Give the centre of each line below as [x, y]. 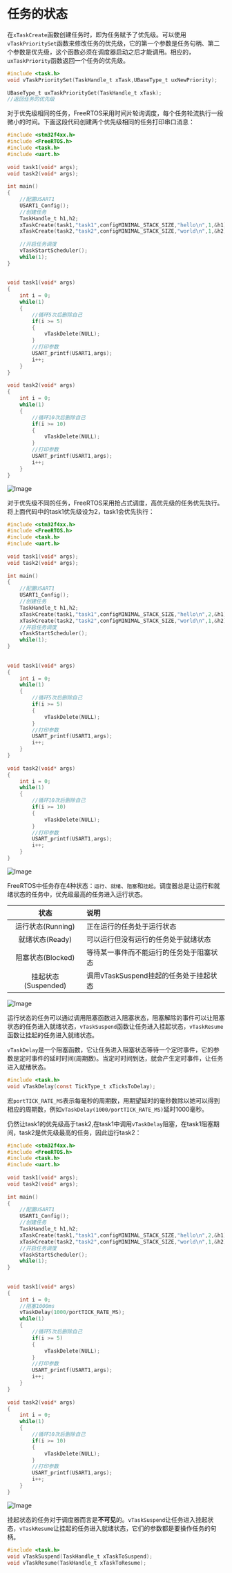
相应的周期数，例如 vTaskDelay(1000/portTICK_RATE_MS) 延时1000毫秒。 [108, 1109]
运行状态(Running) [45, 926]
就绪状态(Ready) [45, 939]
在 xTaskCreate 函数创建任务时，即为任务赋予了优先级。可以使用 [97, 35]
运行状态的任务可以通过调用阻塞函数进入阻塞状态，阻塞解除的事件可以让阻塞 [116, 1017]
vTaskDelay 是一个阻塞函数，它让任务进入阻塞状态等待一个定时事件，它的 [110, 1050]
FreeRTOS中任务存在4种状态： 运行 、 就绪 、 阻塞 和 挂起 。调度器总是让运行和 [110, 885]
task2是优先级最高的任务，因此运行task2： [80, 1132]
